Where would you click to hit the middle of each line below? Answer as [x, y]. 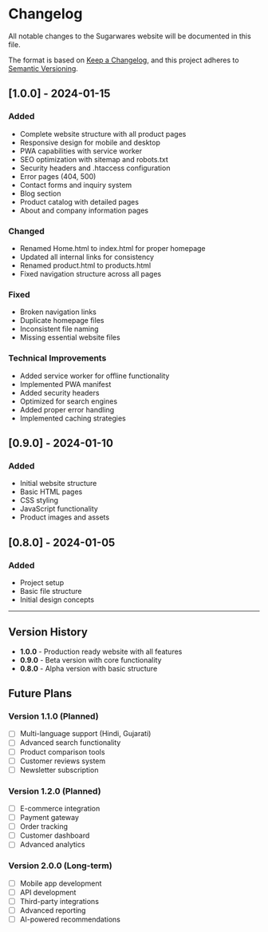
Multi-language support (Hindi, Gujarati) [85, 734]
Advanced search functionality [70, 743]
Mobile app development [61, 883]
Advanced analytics [52, 845]
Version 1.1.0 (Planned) [53, 716]
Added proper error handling [67, 409]
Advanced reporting [53, 910]
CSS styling [39, 500]
